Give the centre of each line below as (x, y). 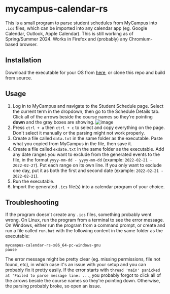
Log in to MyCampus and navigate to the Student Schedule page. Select (88, 106)
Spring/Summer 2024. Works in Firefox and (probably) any (66, 39)
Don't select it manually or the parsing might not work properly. (79, 133)
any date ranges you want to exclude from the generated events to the (86, 154)
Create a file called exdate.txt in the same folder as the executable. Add (88, 149)
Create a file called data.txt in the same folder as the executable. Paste (88, 138)
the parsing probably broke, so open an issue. (53, 286)
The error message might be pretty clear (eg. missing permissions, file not (83, 259)
